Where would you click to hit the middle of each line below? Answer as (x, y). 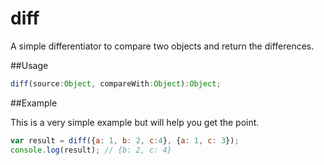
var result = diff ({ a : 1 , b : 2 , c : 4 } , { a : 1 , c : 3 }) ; (125, 140)
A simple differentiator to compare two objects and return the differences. (162, 46)
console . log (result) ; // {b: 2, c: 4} (91, 150)
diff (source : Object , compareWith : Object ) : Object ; (116, 83)
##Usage (29, 65)
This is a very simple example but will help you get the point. (135, 122)
